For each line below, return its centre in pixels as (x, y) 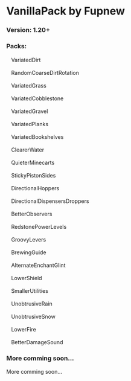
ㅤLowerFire (21, 330)
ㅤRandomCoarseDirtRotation (43, 73)
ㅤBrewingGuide (26, 252)
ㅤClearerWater (25, 150)
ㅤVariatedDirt (24, 60)
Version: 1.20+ (28, 30)
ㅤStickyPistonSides (31, 176)
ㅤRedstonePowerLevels (37, 227)
